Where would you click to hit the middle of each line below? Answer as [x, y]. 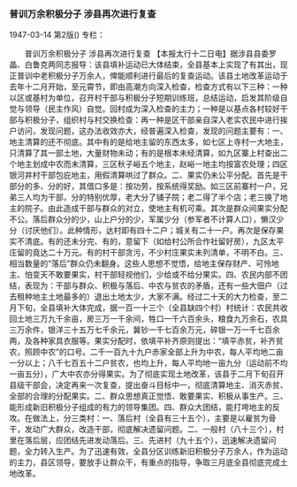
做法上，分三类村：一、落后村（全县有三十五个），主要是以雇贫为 [150, 418]
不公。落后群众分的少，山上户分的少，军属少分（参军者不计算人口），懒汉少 [147, 219]
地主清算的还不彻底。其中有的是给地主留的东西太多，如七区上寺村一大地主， [148, 142]
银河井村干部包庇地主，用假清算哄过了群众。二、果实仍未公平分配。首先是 [145, 175]
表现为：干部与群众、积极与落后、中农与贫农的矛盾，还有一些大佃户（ [152, 285]
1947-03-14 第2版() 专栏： [57, 35]
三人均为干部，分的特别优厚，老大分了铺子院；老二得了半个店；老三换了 [148, 197]
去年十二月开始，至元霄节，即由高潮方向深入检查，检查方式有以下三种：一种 [148, 87]
